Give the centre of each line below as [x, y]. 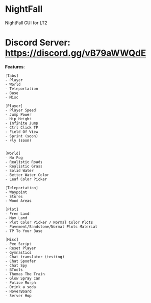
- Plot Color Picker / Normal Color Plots [49, 222]
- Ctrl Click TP [22, 127]
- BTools [14, 269]
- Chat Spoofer [21, 261]
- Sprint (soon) [22, 136]
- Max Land [16, 218]
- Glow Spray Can [23, 278]
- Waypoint [16, 192]
